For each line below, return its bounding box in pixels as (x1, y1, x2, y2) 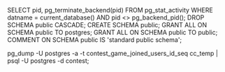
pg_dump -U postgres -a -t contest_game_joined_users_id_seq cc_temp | (7, 49, 219, 57)
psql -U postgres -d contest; (7, 57, 89, 65)
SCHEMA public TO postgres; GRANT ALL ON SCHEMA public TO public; (7, 28, 218, 36)
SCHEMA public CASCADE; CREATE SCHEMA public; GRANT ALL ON (7, 21, 208, 29)
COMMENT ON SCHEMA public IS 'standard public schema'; (7, 36, 182, 44)
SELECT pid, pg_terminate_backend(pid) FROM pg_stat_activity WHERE (7, 6, 213, 14)
